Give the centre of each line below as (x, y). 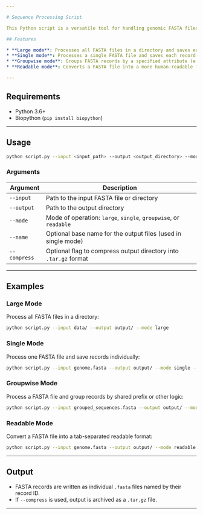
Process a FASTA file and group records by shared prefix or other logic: (95, 396)
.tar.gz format (67, 258)
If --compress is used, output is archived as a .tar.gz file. (86, 499)
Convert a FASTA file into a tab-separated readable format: (79, 436)
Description (120, 187)
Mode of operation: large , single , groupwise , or (113, 218)
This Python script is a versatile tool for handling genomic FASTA (94, 28)
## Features (21, 39)
